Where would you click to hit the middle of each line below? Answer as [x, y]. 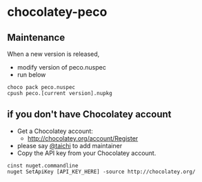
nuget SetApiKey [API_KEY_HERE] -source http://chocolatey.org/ [101, 172]
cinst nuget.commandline [43, 165]
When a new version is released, [53, 54]
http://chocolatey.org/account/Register [83, 138]
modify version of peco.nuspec [62, 67]
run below [31, 74]
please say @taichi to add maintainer [70, 145]
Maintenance [36, 38]
